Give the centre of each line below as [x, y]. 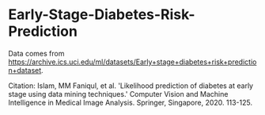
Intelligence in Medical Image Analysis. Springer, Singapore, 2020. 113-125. [131, 102]
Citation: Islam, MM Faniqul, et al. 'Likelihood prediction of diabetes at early [131, 86]
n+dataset [25, 70]
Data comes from [36, 53]
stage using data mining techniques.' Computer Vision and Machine [118, 94]
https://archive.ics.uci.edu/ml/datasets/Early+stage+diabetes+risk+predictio [132, 62]
